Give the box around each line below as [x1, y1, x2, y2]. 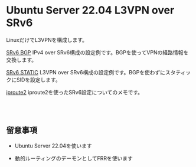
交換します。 [6, 56, 37, 63]
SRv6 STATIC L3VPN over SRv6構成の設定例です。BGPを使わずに [6, 68, 166, 76]
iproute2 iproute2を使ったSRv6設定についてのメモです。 [6, 89, 143, 96]
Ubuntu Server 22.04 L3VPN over [6, 4, 175, 17]
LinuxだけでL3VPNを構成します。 [6, 36, 87, 43]
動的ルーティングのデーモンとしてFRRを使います [14, 155, 133, 162]
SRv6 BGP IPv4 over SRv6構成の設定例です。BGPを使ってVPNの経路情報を [6, 48, 189, 56]
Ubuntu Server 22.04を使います [14, 142, 93, 149]
